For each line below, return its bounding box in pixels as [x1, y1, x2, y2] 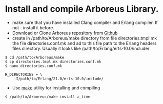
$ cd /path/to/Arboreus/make [5, 55, 64, 60]
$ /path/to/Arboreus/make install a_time [5, 94, 91, 99]
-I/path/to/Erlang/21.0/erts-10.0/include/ [14, 76, 104, 81]
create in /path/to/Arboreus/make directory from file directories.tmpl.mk [12, 35, 157, 41]
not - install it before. [12, 24, 55, 30]
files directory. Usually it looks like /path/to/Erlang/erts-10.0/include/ [12, 45, 150, 51]
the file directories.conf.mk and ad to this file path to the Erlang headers [12, 40, 157, 46]
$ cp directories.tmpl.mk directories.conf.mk [5, 59, 102, 64]
